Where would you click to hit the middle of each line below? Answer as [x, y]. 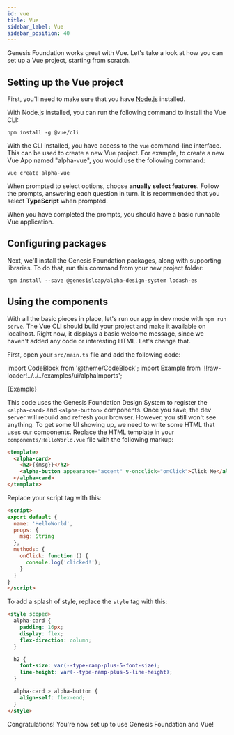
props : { [26, 530]
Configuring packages [57, 243]
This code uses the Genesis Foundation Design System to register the [107, 402]
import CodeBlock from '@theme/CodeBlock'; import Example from [104, 368]
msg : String [37, 536]
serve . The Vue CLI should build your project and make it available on [107, 326]
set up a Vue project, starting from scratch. [69, 61]
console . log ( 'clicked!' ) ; [63, 562]
